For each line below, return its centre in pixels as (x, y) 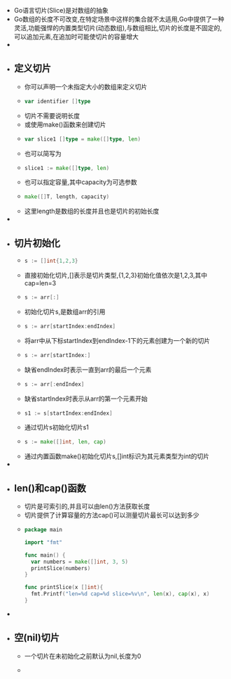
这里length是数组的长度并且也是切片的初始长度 (92, 211)
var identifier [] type (57, 101)
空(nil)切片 (37, 638)
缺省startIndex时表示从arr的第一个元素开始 (86, 399)
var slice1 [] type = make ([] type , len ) (83, 139)
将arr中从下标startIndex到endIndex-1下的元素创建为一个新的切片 (117, 340)
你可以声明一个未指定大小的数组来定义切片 (86, 86)
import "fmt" (43, 542)
